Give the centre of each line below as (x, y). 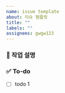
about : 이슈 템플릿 (27, 17)
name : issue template (33, 11)
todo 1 (22, 84)
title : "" (18, 22)
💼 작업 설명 (21, 55)
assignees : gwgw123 (30, 34)
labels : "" (19, 28)
